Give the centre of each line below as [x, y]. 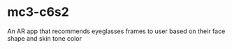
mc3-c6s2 [38, 12]
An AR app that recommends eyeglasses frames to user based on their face [116, 31]
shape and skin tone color [45, 38]
